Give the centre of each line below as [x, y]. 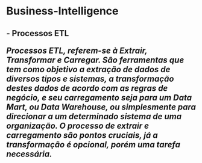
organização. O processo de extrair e [78, 125]
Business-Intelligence [62, 11]
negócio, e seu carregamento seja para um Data [99, 97]
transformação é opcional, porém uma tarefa [93, 145]
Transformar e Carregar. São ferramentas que [95, 60]
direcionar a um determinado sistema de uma [94, 116]
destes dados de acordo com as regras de [87, 88]
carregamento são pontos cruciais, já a [82, 135]
